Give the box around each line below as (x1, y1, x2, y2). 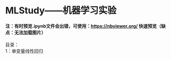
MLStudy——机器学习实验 (5, 5, 117, 16)
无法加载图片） (14, 29, 46, 35)
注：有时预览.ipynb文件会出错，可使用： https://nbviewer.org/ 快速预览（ (5, 23, 161, 29)
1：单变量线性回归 (5, 48, 44, 54)
